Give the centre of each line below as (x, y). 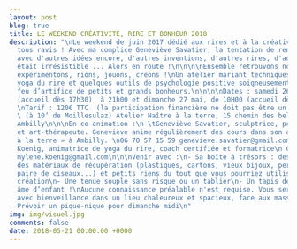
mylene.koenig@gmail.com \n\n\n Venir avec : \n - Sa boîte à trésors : (146, 157)
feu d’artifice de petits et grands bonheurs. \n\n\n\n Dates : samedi (148, 91)
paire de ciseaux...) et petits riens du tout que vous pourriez (140, 173)
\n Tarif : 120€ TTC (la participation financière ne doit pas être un (152, 108)
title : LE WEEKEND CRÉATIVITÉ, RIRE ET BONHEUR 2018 (108, 34)
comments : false (39, 223)
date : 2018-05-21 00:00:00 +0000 (71, 230)
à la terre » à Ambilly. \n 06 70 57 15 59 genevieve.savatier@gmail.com (154, 140)
